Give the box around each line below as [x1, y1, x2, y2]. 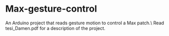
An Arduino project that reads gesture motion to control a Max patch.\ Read [5, 20, 164, 26]
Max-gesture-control [5, 3, 97, 15]
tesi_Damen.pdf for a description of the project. [5, 25, 106, 31]
